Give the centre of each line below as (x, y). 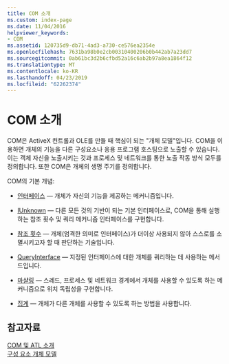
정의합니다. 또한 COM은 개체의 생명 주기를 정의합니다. (79, 167)
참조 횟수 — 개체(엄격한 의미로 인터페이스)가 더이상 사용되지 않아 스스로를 (116, 234)
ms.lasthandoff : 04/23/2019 (47, 78)
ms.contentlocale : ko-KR (43, 71)
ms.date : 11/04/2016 (37, 26)
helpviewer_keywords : (38, 33)
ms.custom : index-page (40, 20)
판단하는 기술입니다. (88, 243)
